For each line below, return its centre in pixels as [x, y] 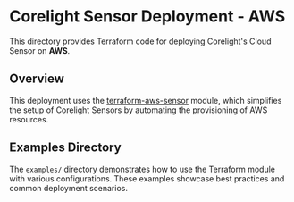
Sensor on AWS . [40, 50]
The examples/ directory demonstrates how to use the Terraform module [142, 169]
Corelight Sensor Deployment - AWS [147, 17]
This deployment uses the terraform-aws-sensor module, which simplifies [146, 100]
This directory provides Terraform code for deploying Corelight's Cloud [140, 41]
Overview [37, 79]
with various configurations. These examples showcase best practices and [147, 178]
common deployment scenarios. [68, 188]
